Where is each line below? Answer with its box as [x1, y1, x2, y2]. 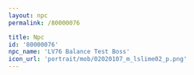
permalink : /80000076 [8, 19, 81, 27]
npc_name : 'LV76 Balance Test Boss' [8, 48, 130, 56]
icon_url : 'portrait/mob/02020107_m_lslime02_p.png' [8, 55, 188, 63]
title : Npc [8, 33, 45, 41]
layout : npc [8, 11, 48, 20]
